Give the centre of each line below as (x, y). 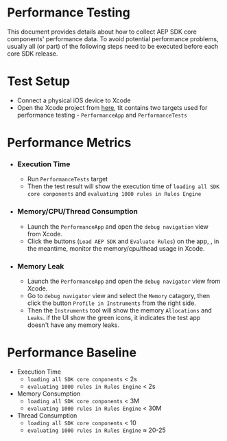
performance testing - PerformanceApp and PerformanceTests (102, 115)
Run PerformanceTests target (68, 179)
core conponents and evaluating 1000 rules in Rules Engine (114, 194)
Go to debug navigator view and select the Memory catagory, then (119, 295)
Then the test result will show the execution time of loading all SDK (123, 186)
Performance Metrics (69, 143)
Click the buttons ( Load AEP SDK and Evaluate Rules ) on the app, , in (123, 241)
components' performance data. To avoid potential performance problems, (113, 38)
